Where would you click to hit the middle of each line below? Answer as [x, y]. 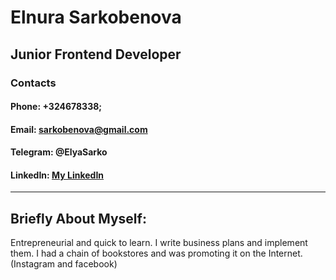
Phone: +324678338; [56, 107]
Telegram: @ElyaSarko [59, 152]
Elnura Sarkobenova [96, 17]
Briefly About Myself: [78, 218]
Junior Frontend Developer [96, 54]
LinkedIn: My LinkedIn [57, 175]
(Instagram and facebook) [64, 264]
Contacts [33, 83]
